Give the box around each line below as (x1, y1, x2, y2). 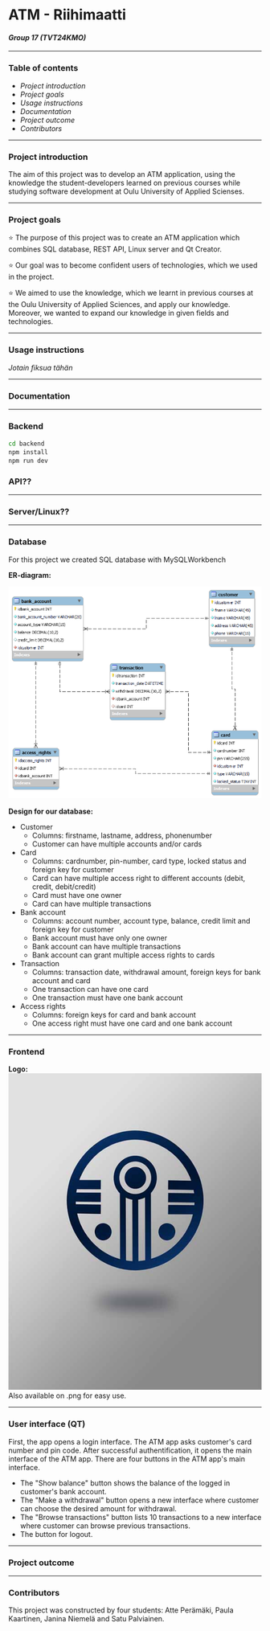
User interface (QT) (8, 1419, 86, 1430)
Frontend (8, 1046, 45, 1057)
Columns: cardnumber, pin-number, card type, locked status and (31, 856, 247, 866)
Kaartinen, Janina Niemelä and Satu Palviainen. (8, 1614, 165, 1624)
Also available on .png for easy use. (8, 1391, 127, 1400)
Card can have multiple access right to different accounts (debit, (31, 874, 246, 883)
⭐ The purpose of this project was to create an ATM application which (8, 233, 240, 243)
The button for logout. (19, 1529, 93, 1539)
